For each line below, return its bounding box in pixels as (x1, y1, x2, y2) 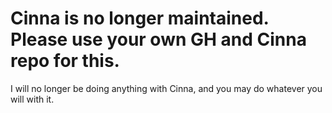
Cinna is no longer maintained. (10, 7, 270, 30)
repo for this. (10, 50, 120, 72)
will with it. (10, 93, 55, 105)
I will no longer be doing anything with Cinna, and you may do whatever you (10, 82, 323, 94)
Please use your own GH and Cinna (10, 28, 307, 51)
